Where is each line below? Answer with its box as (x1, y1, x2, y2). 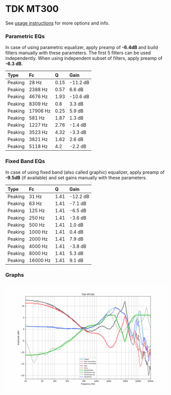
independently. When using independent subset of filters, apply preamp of (5, 55, 163, 61)
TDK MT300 (5, 3, 59, 15)
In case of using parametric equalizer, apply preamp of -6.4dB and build (5, 44, 158, 51)
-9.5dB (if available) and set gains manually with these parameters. (5, 175, 147, 181)
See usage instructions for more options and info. (5, 20, 110, 26)
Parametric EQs (5, 33, 45, 40)
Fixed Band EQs (5, 157, 45, 165)
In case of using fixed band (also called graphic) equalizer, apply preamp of (5, 169, 165, 175)
